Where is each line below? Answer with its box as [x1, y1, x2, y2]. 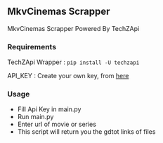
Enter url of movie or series [17, 120, 97, 129]
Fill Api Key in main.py [17, 105, 81, 113]
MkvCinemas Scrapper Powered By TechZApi [7, 24, 140, 32]
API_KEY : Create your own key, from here [7, 72, 129, 80]
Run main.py [17, 113, 54, 121]
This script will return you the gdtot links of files [17, 128, 156, 136]
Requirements [7, 42, 57, 51]
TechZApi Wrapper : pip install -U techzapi [7, 58, 140, 66]
